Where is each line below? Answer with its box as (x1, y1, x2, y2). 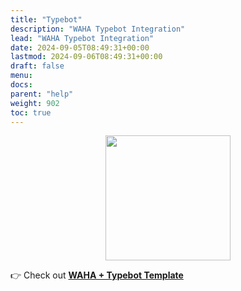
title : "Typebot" (10, 14, 83, 25)
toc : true (10, 107, 52, 118)
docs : (10, 80, 33, 90)
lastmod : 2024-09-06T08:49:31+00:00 (10, 52, 163, 62)
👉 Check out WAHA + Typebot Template (10, 269, 184, 281)
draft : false (10, 61, 65, 71)
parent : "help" (10, 89, 74, 99)
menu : (10, 71, 33, 81)
